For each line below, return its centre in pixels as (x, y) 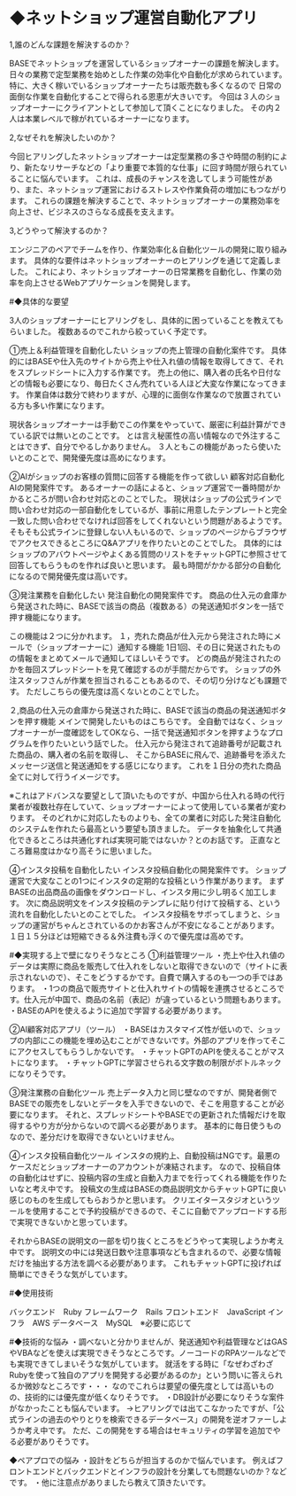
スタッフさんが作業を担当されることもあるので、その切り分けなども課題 (148, 680)
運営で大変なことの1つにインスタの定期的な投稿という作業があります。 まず (147, 880)
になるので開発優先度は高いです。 (71, 576)
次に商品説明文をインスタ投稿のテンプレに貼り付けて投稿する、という (153, 903)
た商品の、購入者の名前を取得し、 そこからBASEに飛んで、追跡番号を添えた (148, 754)
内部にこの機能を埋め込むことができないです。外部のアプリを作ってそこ (155, 1040)
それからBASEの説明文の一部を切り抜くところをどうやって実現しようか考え (147, 1241)
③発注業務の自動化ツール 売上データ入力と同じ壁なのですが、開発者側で (144, 1092)
